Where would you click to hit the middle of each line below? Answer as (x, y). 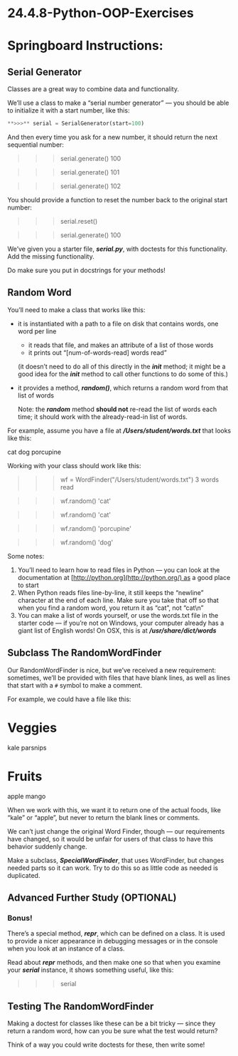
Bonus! (20, 918)
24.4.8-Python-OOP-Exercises (101, 13)
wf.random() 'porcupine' (96, 528)
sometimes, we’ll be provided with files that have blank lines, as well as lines (119, 678)
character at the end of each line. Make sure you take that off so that (118, 600)
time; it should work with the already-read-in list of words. (103, 416)
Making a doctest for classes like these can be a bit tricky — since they (112, 1023)
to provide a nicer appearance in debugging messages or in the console (113, 941)
